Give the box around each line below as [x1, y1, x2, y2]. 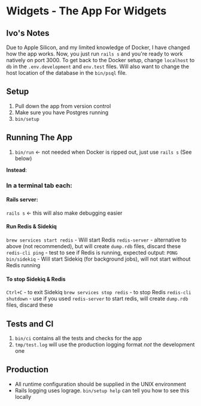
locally [14, 393, 32, 400]
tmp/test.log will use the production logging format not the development [14, 341, 195, 348]
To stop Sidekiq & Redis [6, 275, 66, 282]
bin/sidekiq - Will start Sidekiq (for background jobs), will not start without [6, 255, 191, 262]
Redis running [6, 261, 41, 268]
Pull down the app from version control [14, 102, 111, 109]
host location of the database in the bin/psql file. [6, 69, 127, 76]
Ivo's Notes [6, 28, 50, 38]
